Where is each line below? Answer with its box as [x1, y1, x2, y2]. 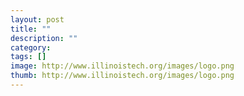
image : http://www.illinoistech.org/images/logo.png [10, 61, 235, 71]
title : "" [10, 24, 52, 34]
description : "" [10, 33, 78, 43]
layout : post [10, 14, 65, 25]
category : [10, 42, 52, 53]
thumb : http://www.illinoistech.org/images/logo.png [10, 71, 235, 81]
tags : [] [10, 52, 47, 62]
